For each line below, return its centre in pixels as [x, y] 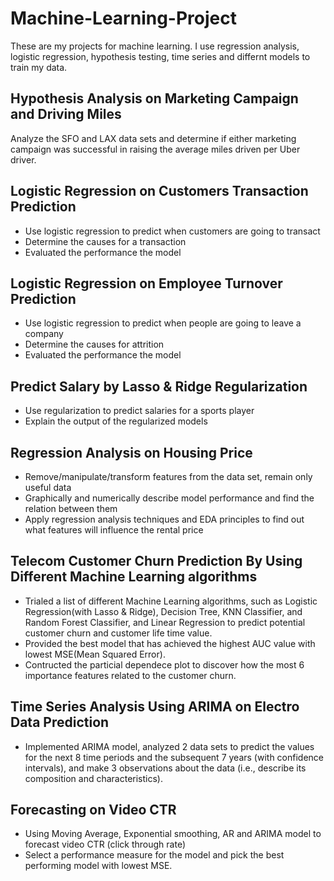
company [44, 334]
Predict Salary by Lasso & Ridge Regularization [159, 386]
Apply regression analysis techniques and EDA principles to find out [164, 519]
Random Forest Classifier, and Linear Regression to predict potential [165, 622]
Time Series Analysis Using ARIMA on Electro [155, 707]
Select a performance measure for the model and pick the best [154, 855]
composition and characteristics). [93, 778]
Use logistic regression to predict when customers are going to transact [172, 231]
